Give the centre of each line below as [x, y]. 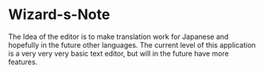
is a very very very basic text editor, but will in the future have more [118, 53]
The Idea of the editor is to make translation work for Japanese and [118, 36]
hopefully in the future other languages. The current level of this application [132, 44]
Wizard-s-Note [59, 15]
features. [23, 62]
